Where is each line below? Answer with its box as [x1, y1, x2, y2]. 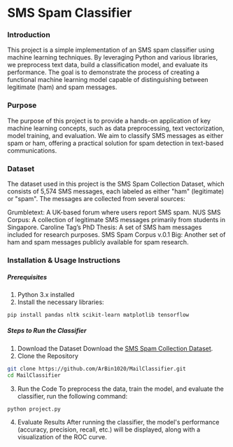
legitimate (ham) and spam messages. [7, 83, 118, 92]
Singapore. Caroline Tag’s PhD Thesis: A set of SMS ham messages [7, 223, 202, 232]
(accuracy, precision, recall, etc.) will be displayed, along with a [17, 425, 201, 434]
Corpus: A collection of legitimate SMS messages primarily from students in [7, 216, 226, 224]
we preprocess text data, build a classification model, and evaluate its [7, 61, 209, 69]
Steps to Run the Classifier [7, 326, 87, 335]
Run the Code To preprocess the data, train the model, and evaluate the [17, 384, 224, 393]
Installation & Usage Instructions [7, 256, 121, 265]
